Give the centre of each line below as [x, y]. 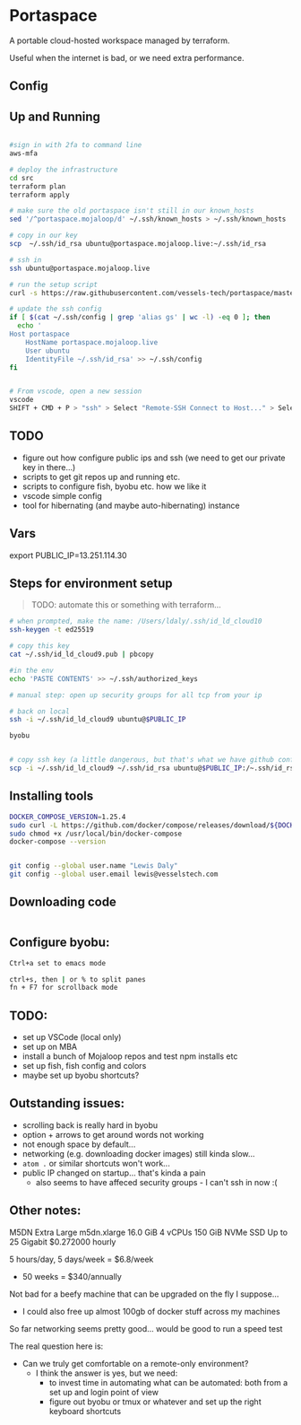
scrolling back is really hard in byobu [90, 1125]
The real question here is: [56, 1346]
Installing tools [52, 796]
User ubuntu [47, 351]
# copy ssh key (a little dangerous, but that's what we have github [142, 760]
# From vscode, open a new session [76, 391]
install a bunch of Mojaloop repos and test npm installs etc [130, 1056]
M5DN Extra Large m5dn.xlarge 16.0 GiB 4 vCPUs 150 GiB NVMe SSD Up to [149, 1232]
